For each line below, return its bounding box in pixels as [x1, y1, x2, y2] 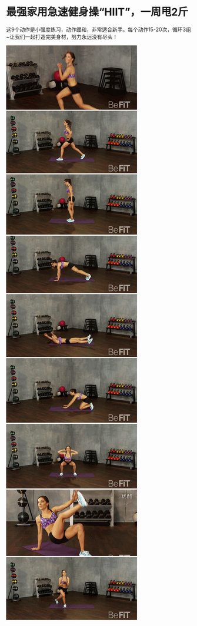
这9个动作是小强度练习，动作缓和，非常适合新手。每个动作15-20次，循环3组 [6, 26, 191, 33]
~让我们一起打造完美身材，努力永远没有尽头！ [6, 33, 118, 40]
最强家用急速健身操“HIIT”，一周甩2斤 [6, 5, 188, 19]
